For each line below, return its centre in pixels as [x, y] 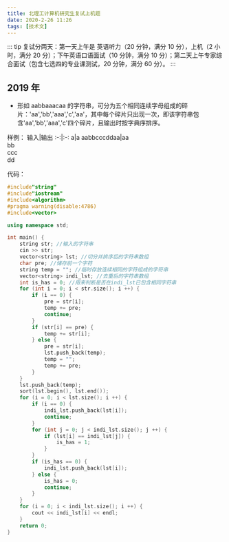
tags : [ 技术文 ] [28, 26]
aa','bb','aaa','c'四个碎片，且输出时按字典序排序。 [95, 123]
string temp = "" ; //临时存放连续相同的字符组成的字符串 [94, 269]
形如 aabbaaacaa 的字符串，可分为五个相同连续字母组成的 [99, 106]
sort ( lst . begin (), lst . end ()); [64, 391]
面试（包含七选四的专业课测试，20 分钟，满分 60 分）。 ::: [94, 64]
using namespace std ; [38, 225]
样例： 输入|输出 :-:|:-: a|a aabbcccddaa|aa [68, 138]
